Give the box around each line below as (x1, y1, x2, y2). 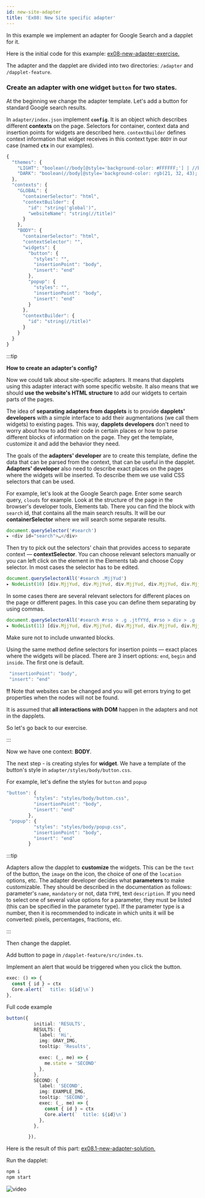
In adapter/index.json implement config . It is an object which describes (6, 116, 187, 123)
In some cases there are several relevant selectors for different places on (6, 592, 190, 600)
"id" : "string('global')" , (28, 204, 97, 211)
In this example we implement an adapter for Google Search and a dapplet (6, 31, 193, 39)
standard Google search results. (6, 103, 87, 111)
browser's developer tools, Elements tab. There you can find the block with (6, 502, 195, 510)
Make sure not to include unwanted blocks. (6, 634, 115, 641)
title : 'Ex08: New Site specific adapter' (6, 15, 116, 21)
